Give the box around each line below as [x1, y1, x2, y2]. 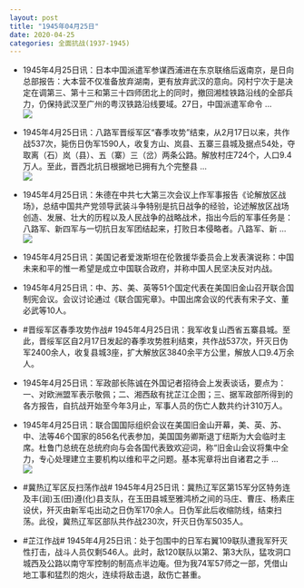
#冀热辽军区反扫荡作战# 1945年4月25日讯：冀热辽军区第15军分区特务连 [22, 482, 291, 493]
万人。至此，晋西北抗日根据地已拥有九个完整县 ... [22, 161, 207, 172]
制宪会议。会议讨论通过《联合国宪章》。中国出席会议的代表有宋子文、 [22, 294, 281, 305]
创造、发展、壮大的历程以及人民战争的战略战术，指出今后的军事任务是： [22, 212, 293, 223]
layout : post [9, 13, 59, 23]
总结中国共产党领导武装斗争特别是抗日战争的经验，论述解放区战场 [42, 201, 289, 211]
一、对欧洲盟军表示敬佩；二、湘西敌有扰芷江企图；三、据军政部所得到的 [22, 389, 293, 400]
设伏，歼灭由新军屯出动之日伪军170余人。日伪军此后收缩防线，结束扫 [22, 505, 283, 515]
